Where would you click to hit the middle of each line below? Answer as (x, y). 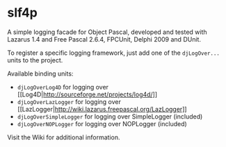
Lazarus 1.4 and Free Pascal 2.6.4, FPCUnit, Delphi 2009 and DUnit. (104, 39)
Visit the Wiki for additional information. (64, 137)
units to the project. (35, 60)
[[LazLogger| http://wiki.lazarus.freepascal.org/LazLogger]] (102, 109)
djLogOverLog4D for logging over (63, 87)
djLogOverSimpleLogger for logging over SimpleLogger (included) (110, 116)
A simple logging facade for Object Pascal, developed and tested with (107, 32)
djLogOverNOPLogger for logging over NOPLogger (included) (102, 123)
